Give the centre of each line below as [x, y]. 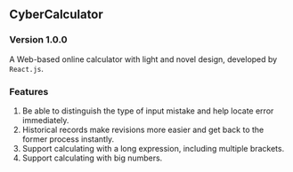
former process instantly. [68, 139]
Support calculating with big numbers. [92, 158]
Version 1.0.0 [38, 40]
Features [29, 91]
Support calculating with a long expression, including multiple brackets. [153, 148]
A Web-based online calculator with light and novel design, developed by [143, 59]
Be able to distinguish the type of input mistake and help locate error [148, 111]
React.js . [27, 68]
